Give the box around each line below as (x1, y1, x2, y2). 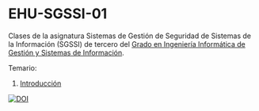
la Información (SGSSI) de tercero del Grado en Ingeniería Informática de (8, 39, 246, 48)
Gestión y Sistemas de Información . (8, 48, 124, 57)
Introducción (19, 78, 62, 88)
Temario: (8, 63, 37, 72)
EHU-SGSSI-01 (8, 5, 108, 23)
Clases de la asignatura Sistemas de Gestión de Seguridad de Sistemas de (8, 31, 252, 40)
